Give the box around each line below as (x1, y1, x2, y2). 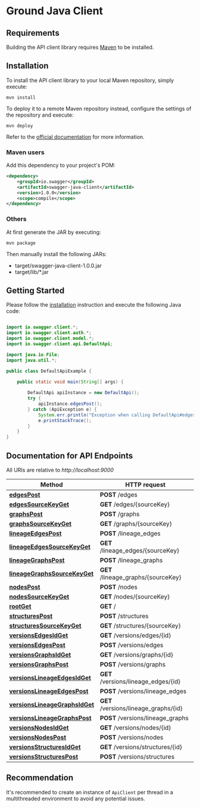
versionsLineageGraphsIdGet (9, 701, 94, 709)
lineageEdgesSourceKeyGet (9, 543, 91, 551)
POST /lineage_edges (99, 529, 161, 538)
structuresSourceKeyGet (9, 622, 82, 630)
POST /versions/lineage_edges (99, 687, 187, 695)
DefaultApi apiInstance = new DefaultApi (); (27, 390, 140, 396)
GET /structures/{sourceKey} (99, 622, 182, 630)
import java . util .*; (6, 357, 58, 363)
